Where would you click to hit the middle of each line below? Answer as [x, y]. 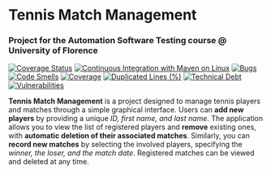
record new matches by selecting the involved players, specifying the [125, 145]
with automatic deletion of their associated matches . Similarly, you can [129, 136]
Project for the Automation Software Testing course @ [118, 41]
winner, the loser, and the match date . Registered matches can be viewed [131, 153]
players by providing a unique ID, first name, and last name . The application [136, 119]
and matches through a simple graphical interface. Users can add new [126, 110]
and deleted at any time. [49, 162]
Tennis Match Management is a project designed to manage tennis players [135, 101]
